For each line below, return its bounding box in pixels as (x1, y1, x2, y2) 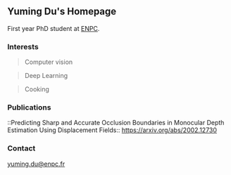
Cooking (24, 85, 49, 93)
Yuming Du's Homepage (7, 6, 117, 18)
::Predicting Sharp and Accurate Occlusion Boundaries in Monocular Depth (7, 119, 225, 127)
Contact (7, 143, 36, 153)
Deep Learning (24, 72, 68, 80)
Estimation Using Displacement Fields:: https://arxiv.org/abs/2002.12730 (7, 126, 217, 134)
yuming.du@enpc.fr (7, 160, 65, 168)
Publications (7, 103, 51, 112)
